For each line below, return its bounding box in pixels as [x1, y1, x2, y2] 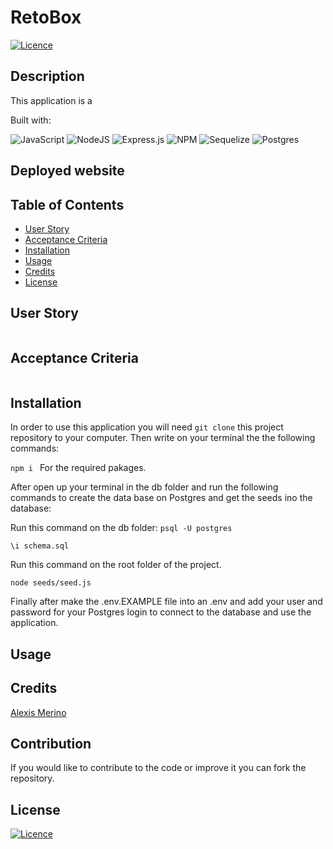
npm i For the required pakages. [10, 462, 147, 474]
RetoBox [10, 6, 82, 29]
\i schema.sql [10, 541, 70, 551]
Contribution [10, 735, 92, 752]
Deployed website [10, 162, 125, 180]
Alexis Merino [10, 706, 67, 718]
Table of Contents [10, 196, 125, 213]
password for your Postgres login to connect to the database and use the [10, 606, 312, 618]
